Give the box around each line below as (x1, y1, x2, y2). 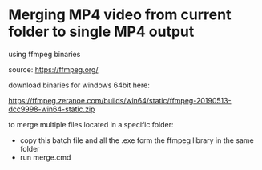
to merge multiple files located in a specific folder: (8, 119, 174, 129)
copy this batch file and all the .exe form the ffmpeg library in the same (19, 135, 254, 145)
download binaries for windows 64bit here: (8, 80, 150, 90)
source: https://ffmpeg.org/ (8, 64, 99, 74)
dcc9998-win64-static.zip (8, 104, 95, 114)
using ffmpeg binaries (8, 49, 81, 59)
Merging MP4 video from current (8, 6, 232, 24)
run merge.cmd (19, 152, 71, 162)
